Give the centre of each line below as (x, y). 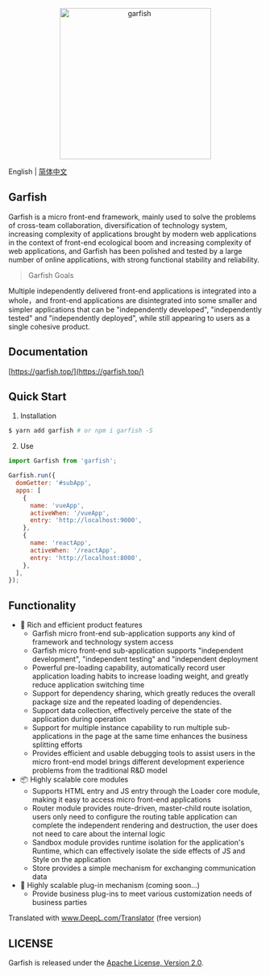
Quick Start (37, 397)
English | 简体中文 (38, 172)
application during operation (79, 719)
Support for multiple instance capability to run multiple (123, 728)
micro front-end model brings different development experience (138, 762)
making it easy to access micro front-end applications (121, 800)
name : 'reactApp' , (60, 543)
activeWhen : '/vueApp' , (70, 513)
